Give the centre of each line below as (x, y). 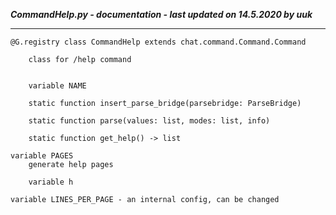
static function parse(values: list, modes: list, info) (149, 121)
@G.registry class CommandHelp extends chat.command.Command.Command (158, 42)
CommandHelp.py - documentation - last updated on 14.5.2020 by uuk (161, 14)
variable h (51, 182)
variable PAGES (42, 156)
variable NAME (57, 86)
